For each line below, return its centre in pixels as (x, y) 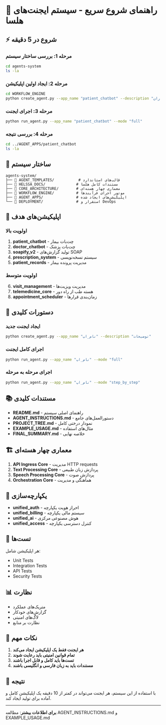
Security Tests (27, 576)
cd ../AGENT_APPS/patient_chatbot (41, 144)
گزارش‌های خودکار (30, 612)
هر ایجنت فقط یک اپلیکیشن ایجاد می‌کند (48, 650)
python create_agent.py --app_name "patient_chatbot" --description (77, 98)
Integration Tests (30, 565)
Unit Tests (23, 560)
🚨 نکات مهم (21, 638)
